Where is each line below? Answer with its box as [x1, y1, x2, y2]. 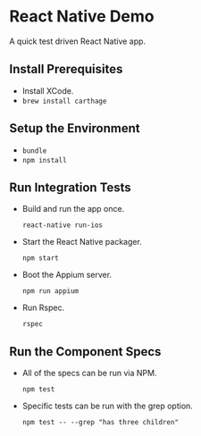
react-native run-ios [21, 221, 103, 230]
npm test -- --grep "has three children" [21, 418, 179, 427]
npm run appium [21, 287, 80, 296]
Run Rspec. [21, 302, 65, 314]
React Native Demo [9, 6, 155, 27]
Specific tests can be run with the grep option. [21, 400, 194, 412]
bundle [21, 146, 47, 155]
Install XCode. [21, 85, 74, 96]
